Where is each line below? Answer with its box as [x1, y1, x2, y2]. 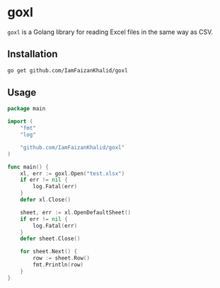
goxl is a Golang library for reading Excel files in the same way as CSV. [7, 28, 214, 36]
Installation [7, 48, 58, 60]
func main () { [7, 163, 50, 171]
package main [7, 105, 46, 113]
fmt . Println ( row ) [33, 261, 83, 269]
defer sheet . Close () [20, 235, 81, 243]
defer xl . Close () [20, 196, 71, 204]
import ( [7, 118, 33, 125]
